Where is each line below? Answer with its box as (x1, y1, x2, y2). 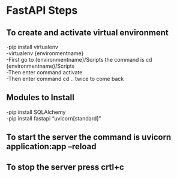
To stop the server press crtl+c (6, 162, 124, 172)
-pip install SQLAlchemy (6, 108, 66, 116)
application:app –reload (6, 141, 97, 152)
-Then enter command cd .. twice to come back (6, 76, 124, 82)
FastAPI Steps (6, 4, 78, 17)
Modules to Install (6, 92, 75, 102)
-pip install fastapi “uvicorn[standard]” (6, 114, 101, 122)
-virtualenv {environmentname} (6, 50, 84, 57)
